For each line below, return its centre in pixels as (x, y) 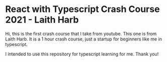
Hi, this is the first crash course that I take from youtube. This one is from (81, 33)
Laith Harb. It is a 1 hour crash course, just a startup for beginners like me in (84, 39)
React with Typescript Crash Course (82, 9)
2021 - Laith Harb (42, 20)
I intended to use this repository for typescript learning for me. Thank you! (82, 54)
